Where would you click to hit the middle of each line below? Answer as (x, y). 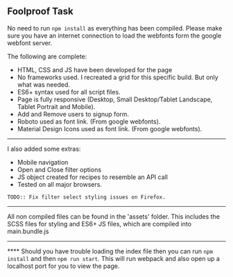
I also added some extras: (44, 149)
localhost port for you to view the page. (63, 266)
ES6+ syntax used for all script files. (69, 92)
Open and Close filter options (59, 169)
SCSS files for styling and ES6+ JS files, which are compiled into (100, 224)
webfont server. (30, 43)
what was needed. (44, 84)
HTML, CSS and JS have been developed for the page (95, 69)
